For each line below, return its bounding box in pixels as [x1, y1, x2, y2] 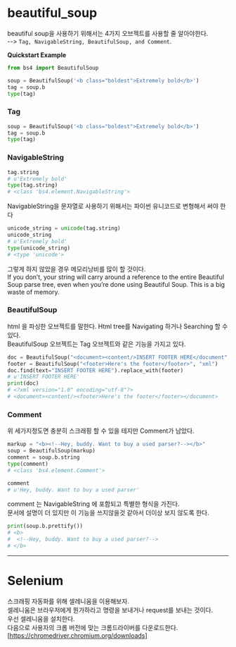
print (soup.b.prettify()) [7, 523, 83, 530]
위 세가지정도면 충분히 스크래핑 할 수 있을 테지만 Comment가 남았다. [7, 426, 195, 435]
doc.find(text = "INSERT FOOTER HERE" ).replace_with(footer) [7, 366, 184, 374]
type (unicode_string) [7, 245, 71, 252]
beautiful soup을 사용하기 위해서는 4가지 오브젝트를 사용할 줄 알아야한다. [7, 29, 209, 37]
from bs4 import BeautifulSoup [7, 64, 99, 71]
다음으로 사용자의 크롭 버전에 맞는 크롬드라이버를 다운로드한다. [7, 623, 178, 631]
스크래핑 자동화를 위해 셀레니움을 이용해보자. [7, 597, 130, 605]
